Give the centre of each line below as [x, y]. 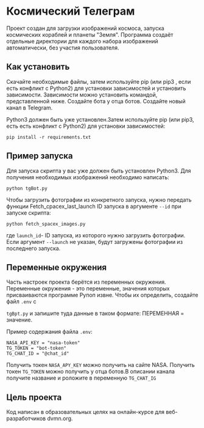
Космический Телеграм [71, 11]
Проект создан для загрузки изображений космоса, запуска [85, 28]
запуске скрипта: [29, 213]
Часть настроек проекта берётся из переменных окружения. [86, 282]
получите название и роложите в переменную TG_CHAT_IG [81, 378]
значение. [19, 320]
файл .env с [21, 301]
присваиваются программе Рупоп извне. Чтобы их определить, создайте [102, 295]
